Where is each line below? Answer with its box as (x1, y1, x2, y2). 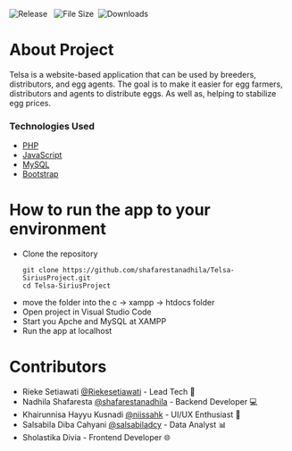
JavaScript (21, 150, 63, 161)
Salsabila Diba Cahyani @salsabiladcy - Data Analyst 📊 (21, 420, 227, 430)
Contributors (9, 357, 107, 377)
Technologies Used (9, 120, 96, 132)
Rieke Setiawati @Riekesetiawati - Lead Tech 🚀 (21, 387, 196, 397)
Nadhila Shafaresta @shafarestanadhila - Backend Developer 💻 (21, 397, 258, 407)
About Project (9, 40, 114, 60)
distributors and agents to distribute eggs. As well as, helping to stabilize (9, 88, 277, 98)
